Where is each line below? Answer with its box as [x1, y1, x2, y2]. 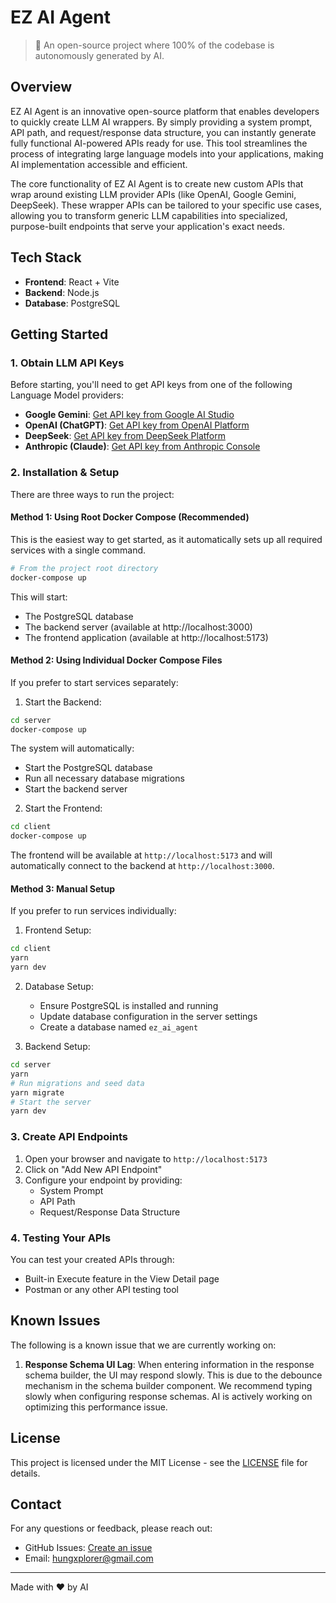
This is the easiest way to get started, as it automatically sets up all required [10, 533, 323, 545]
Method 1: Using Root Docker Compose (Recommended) [10, 511, 250, 523]
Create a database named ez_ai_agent [39, 1021, 199, 1033]
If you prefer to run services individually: [10, 905, 177, 917]
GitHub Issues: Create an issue [24, 1542, 153, 1554]
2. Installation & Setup [10, 466, 120, 480]
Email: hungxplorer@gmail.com [24, 1552, 154, 1565]
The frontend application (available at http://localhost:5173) [24, 631, 269, 643]
